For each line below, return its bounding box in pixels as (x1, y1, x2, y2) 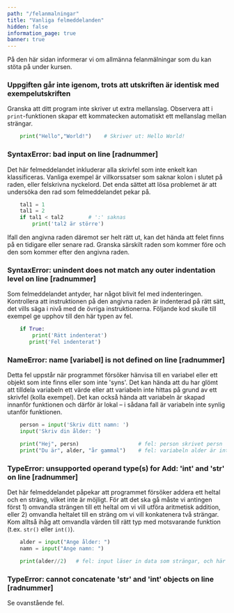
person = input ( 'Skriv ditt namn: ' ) (19, 421, 130, 429)
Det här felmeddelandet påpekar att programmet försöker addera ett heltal (7, 488, 221, 497)
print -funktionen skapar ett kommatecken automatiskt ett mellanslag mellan (7, 112, 226, 121)
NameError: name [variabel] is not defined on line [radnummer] (7, 355, 225, 365)
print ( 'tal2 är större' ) (32, 220, 104, 227)
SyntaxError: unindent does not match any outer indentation (7, 266, 216, 275)
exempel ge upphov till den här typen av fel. (7, 312, 134, 321)
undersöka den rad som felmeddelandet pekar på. (7, 188, 151, 196)
